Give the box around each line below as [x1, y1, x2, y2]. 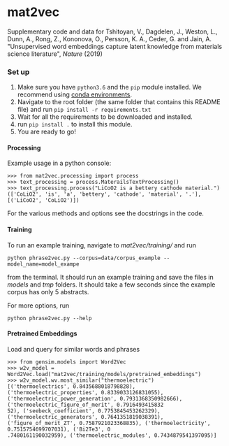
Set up [7, 67, 30, 77]
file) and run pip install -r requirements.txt [17, 106, 152, 114]
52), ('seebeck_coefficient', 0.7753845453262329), [7, 407, 161, 415]
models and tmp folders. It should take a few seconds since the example [7, 280, 216, 289]
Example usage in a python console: [7, 159, 112, 168]
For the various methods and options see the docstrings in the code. [7, 209, 205, 217]
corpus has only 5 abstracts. [7, 287, 89, 296]
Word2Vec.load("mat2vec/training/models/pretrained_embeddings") [7, 371, 201, 377]
